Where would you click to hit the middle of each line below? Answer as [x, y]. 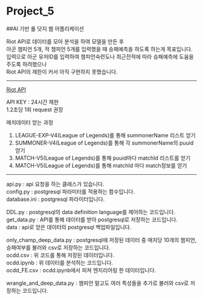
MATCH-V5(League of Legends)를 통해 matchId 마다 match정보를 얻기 [101, 165]
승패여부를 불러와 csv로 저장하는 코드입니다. [58, 247]
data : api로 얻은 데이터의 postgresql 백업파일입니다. [69, 227]
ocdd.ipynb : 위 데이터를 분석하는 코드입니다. [60, 262]
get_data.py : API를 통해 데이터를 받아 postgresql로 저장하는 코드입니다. [92, 220]
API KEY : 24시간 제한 [33, 102]
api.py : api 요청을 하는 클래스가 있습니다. [55, 184]
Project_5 [30, 11]
